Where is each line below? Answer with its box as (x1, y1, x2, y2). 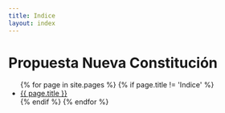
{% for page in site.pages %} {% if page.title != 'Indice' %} (19, 80, 215, 90)
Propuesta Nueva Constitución (8, 54, 219, 72)
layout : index (8, 19, 56, 27)
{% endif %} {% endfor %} (19, 97, 109, 107)
